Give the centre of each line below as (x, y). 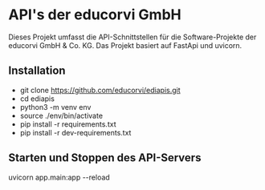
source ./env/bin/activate (61, 115)
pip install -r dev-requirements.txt (75, 132)
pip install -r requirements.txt (68, 124)
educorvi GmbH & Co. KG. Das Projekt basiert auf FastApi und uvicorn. (125, 45)
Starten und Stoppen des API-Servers (105, 158)
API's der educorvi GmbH (95, 15)
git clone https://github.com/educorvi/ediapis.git (100, 90)
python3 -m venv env (55, 107)
